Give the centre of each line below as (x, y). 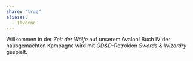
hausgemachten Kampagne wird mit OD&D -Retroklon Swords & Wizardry (96, 46)
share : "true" (24, 12)
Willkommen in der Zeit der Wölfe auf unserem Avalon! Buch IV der (88, 40)
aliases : (17, 17)
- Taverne (24, 23)
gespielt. (17, 52)
